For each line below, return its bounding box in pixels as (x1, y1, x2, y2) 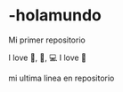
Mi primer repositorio (8, 34, 86, 45)
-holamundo (8, 5, 102, 26)
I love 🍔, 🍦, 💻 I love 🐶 (8, 52, 86, 63)
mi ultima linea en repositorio (8, 73, 115, 83)
